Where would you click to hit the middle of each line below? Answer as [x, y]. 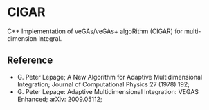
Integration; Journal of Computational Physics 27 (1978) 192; [103, 84]
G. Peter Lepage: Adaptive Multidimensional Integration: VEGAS [108, 91]
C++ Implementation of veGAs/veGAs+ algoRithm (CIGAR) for [95, 31]
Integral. [50, 38]
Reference [30, 61]
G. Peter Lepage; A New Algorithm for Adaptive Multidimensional [110, 77]
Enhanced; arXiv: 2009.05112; [60, 99]
